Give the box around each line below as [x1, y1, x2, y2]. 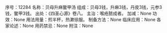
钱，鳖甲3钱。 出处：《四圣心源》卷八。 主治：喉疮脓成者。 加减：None [5, 10, 152, 16]
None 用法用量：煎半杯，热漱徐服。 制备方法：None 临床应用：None [13, 17, 156, 22]
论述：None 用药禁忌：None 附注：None [9, 23, 94, 29]
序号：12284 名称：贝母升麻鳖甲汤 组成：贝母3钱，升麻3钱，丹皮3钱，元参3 [5, 4, 162, 10]
